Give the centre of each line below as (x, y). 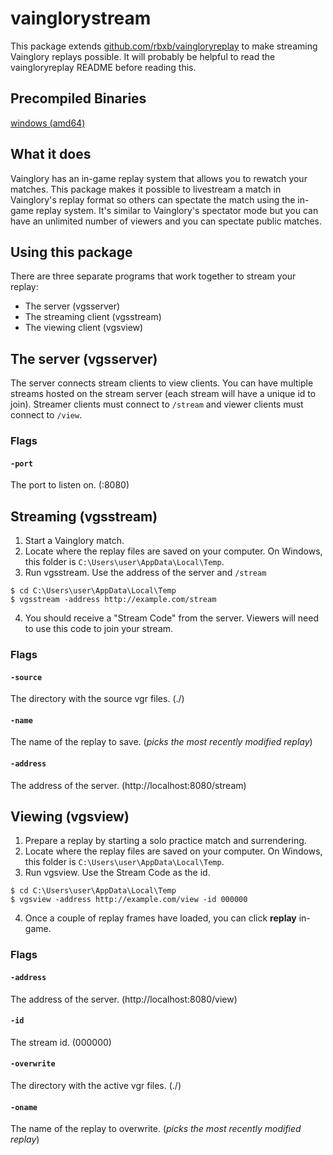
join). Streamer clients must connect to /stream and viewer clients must (157, 404)
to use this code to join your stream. (99, 629)
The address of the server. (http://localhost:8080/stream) (128, 785)
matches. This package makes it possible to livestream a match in (146, 189)
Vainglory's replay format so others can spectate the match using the (153, 199)
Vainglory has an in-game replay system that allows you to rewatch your (159, 178)
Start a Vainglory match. (74, 541)
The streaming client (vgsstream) (93, 317)
